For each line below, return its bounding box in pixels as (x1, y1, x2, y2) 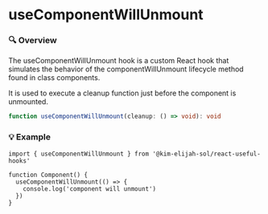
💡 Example (8, 131, 51, 143)
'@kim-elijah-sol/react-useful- (152, 150, 262, 158)
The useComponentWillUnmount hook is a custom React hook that (8, 56, 229, 66)
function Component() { (8, 171, 89, 179)
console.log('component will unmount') (23, 184, 157, 193)
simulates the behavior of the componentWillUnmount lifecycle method (8, 64, 244, 74)
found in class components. (8, 73, 101, 83)
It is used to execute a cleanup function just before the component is (8, 88, 237, 98)
